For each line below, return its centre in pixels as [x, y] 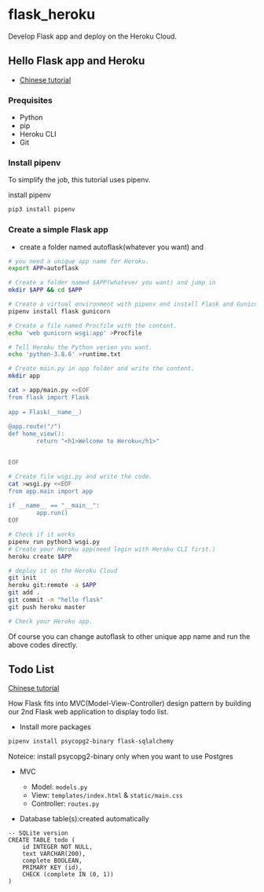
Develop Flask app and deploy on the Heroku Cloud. [93, 36]
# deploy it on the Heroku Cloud [63, 571]
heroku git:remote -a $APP [52, 585]
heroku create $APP [40, 556]
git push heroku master [47, 607]
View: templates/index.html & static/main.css [107, 795]
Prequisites [30, 100]
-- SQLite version [38, 833]
